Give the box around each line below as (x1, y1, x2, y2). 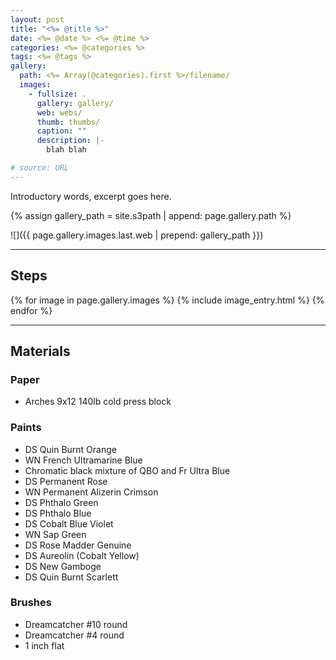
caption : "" (36, 126, 87, 136)
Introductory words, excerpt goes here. (10, 190, 172, 202)
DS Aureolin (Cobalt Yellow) (24, 549, 140, 561)
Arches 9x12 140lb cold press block (24, 396, 172, 408)
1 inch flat (24, 639, 65, 651)
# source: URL (10, 163, 70, 173)
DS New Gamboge (24, 560, 102, 572)
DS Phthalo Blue (24, 507, 92, 519)
